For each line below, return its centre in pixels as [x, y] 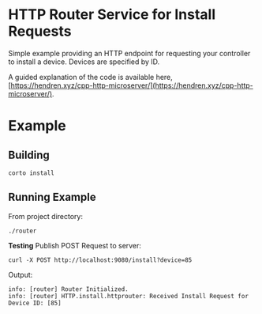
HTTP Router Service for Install [112, 15]
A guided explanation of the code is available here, [91, 77]
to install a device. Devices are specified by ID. [84, 62]
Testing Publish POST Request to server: [75, 245]
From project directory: [45, 216]
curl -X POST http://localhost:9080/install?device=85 [100, 260]
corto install [32, 173]
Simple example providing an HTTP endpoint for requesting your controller [129, 53]
